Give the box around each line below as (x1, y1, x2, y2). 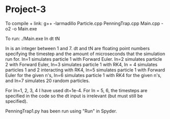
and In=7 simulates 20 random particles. (5, 77, 90, 84)
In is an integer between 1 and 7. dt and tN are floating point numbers (5, 45, 150, 51)
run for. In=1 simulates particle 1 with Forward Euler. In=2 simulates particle (5, 56, 162, 62)
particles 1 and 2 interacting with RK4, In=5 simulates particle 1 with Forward (5, 67, 165, 73)
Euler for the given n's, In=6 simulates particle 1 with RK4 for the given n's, (5, 72, 162, 78)
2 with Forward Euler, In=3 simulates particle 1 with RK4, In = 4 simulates (5, 61, 158, 67)
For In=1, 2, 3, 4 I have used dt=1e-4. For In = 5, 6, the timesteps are (5, 87, 148, 93)
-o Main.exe (12, 25, 37, 31)
